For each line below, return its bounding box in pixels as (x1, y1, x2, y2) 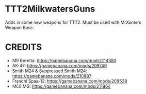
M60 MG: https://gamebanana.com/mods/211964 (12, 83, 111, 89)
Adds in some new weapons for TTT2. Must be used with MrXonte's (5, 19, 142, 25)
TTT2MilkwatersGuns (5, 3, 96, 15)
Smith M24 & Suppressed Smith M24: (12, 68, 87, 74)
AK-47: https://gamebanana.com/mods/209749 (12, 63, 107, 68)
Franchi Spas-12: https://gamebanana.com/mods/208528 (12, 78, 128, 84)
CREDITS (5, 42, 42, 53)
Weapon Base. (5, 24, 34, 30)
